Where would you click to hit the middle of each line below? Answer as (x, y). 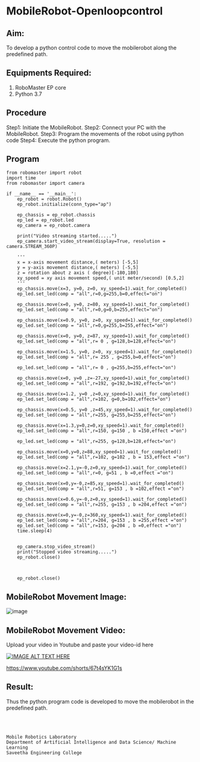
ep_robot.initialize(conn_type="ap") (64, 205)
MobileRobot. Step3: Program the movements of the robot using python (95, 134)
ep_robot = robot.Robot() (50, 199)
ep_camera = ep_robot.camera (54, 226)
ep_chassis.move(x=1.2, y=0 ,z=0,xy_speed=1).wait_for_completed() (103, 394)
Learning (17, 748)
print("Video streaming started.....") (67, 236)
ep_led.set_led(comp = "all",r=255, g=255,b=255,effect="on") (97, 415)
